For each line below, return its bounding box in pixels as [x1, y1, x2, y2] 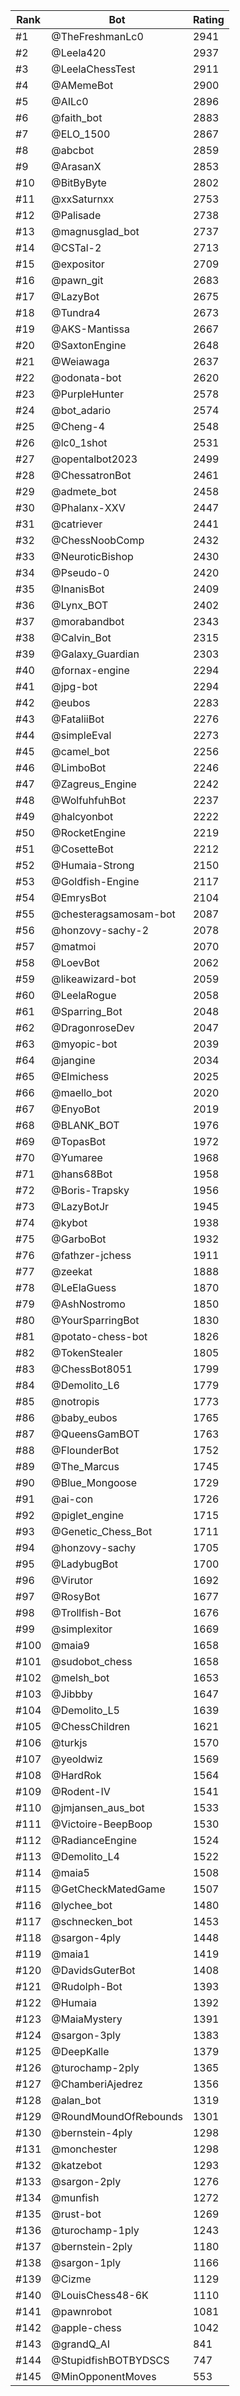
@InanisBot [51, 582, 105, 596]
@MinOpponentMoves [51, 2370, 157, 2383]
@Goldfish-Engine [51, 875, 140, 888]
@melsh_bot [51, 1671, 110, 1684]
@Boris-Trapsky [51, 1184, 130, 1197]
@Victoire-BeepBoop [51, 1817, 153, 1831]
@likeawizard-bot [51, 972, 137, 986]
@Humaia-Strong [51, 859, 135, 872]
